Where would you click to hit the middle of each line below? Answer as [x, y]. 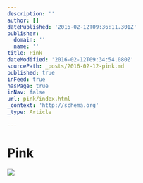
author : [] [23, 20]
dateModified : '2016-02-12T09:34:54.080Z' [70, 60]
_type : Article [30, 112]
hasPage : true [28, 86]
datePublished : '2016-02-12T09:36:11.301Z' [72, 27]
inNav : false [26, 92]
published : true [31, 72]
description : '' [31, 14]
